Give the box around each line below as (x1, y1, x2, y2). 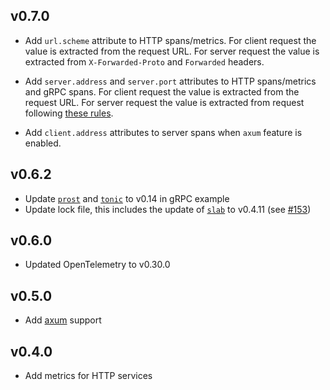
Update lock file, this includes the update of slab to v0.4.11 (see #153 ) (24, 203, 312, 215)
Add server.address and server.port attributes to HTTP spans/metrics (24, 75, 317, 87)
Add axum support (24, 314, 102, 326)
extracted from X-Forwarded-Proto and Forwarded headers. (24, 55, 265, 68)
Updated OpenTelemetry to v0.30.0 (24, 259, 171, 271)
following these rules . (24, 107, 114, 119)
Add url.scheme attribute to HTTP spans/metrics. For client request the (24, 34, 317, 46)
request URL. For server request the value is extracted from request (24, 96, 305, 108)
